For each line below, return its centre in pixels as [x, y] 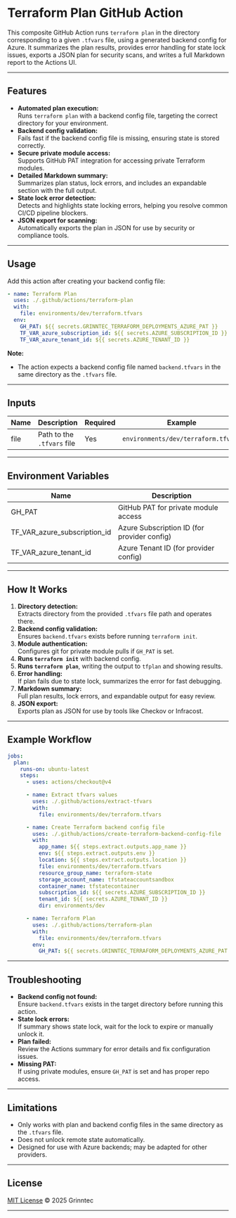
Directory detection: [48, 606]
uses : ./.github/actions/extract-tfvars [92, 802]
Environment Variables [58, 476]
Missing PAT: [37, 1064]
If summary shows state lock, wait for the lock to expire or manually [115, 1026]
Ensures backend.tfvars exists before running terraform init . [107, 636]
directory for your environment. [63, 123]
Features [27, 91]
